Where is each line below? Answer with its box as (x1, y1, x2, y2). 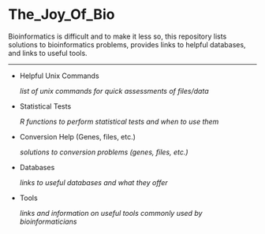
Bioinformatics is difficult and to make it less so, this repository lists (8, 32, 227, 41)
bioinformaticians (19, 217, 77, 226)
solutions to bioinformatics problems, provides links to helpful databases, (8, 39, 246, 49)
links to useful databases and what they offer (19, 177, 168, 187)
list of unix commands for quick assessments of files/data (19, 86, 209, 95)
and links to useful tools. (8, 48, 88, 58)
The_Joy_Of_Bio (8, 6, 115, 24)
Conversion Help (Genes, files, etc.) (19, 132, 136, 141)
